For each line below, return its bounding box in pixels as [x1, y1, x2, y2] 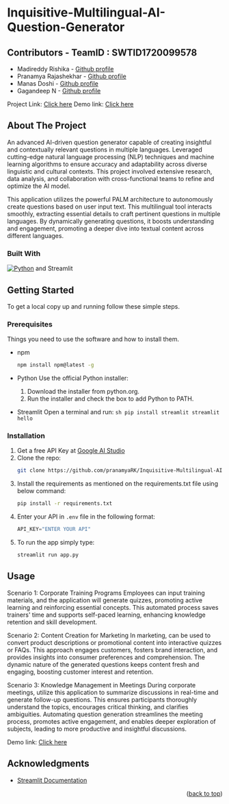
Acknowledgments [7, 758, 90, 770]
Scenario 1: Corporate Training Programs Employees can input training [7, 589, 205, 597]
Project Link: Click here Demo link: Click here [7, 100, 134, 108]
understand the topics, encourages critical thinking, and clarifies [7, 702, 189, 711]
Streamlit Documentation [16, 776, 87, 784]
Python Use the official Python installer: [16, 374, 129, 382]
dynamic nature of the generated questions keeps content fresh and [7, 660, 200, 668]
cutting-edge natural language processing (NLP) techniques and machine [7, 152, 215, 161]
